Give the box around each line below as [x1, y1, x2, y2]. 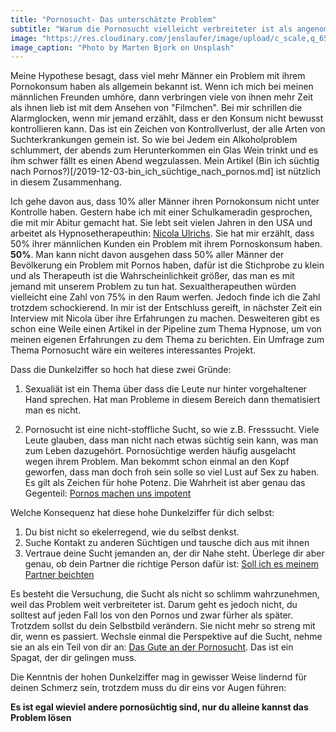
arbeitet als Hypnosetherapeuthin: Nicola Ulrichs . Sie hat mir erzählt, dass [10, 227, 315, 240]
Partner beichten [24, 569, 95, 581]
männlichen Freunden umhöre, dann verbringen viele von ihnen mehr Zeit [10, 91, 314, 103]
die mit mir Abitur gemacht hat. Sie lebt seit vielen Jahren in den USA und [10, 217, 313, 229]
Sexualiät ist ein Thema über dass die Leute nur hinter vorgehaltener [24, 383, 307, 395]
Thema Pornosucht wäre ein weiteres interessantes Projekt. [10, 344, 257, 356]
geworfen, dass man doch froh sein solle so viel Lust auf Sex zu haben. [24, 466, 320, 478]
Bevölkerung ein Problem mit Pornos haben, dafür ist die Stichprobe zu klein [10, 259, 325, 271]
